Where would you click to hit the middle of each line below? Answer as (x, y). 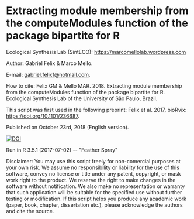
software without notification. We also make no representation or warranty (96, 186)
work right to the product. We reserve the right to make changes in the (91, 180)
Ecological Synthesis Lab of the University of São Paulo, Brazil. (82, 98)
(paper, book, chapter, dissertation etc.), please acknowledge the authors (94, 205)
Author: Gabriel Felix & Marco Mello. (49, 63)
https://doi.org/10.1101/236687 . (43, 116)
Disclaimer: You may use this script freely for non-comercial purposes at (93, 161)
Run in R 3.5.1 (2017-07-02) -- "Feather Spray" (62, 150)
